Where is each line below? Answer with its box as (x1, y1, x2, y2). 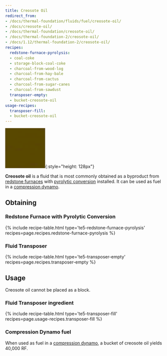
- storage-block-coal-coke (9, 60, 66, 66)
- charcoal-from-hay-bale (9, 71, 64, 76)
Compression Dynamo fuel (5, 328, 71, 335)
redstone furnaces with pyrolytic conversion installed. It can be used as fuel (5, 178, 161, 184)
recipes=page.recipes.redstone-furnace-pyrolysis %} (5, 230, 116, 236)
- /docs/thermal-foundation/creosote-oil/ (5, 29, 95, 34)
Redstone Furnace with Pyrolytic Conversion (5, 213, 116, 220)
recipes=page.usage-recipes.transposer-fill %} (5, 316, 102, 322)
